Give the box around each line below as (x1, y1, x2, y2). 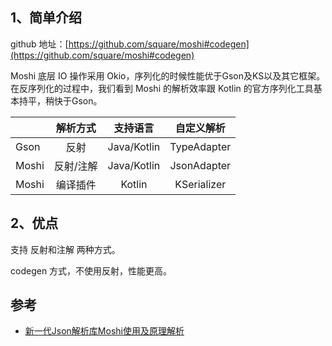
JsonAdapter (169, 158, 232, 172)
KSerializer (174, 177, 227, 191)
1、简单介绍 (10, 9, 83, 27)
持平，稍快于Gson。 (18, 94, 103, 107)
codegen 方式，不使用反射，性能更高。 (10, 264, 173, 277)
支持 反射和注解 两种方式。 (10, 243, 121, 255)
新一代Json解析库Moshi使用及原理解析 (24, 325, 185, 337)
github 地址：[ (10, 38, 69, 50)
